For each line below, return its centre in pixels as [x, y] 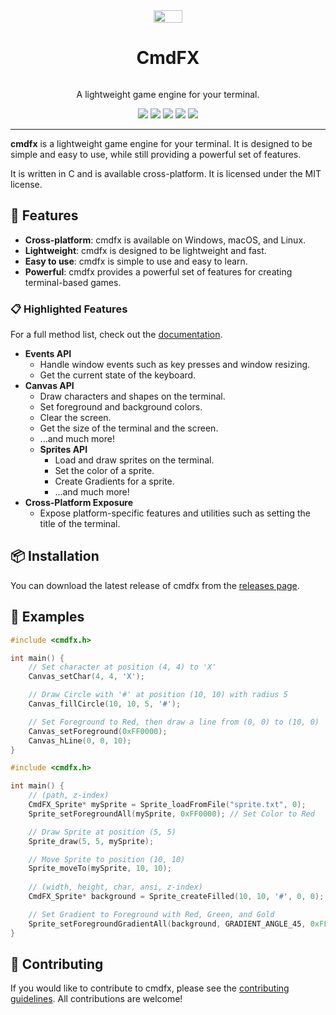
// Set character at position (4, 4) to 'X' [122, 667]
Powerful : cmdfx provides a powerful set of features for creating [158, 271]
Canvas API [49, 386]
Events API [48, 354]
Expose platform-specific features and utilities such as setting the [175, 513]
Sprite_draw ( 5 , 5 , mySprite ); [91, 841]
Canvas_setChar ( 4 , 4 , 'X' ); [86, 677]
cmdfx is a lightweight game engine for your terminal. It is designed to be [161, 143]
